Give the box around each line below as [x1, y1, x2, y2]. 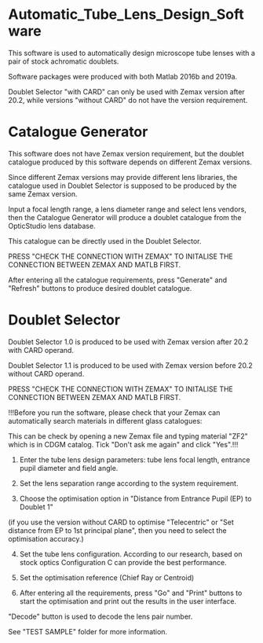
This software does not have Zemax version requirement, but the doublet [8, 149, 245, 158]
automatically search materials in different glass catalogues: [8, 416, 203, 425]
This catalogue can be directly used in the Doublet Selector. [8, 236, 202, 245]
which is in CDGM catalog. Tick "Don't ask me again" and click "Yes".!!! [8, 439, 239, 449]
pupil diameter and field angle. [19, 463, 119, 472]
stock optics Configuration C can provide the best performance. [19, 557, 228, 567]
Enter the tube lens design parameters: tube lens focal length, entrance [19, 454, 250, 465]
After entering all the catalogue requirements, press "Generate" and [8, 275, 228, 285]
